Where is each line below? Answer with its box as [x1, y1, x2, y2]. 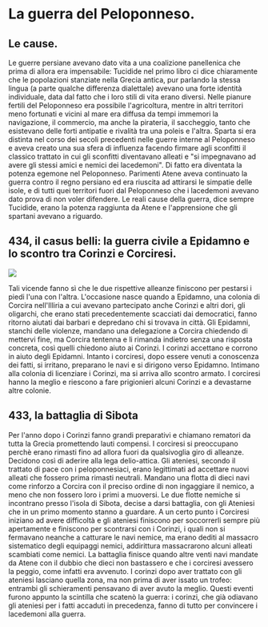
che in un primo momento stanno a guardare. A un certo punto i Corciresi [8, 507, 250, 516]
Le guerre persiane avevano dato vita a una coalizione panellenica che [8, 58, 242, 67]
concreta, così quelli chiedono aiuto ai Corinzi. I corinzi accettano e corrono [8, 342, 258, 353]
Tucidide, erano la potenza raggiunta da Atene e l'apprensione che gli [8, 203, 238, 212]
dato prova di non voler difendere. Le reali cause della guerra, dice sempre [8, 194, 254, 204]
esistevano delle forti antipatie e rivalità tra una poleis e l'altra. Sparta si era [8, 126, 257, 136]
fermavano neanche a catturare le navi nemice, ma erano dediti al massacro [8, 532, 258, 542]
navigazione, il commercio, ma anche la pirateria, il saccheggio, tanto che [8, 118, 250, 127]
